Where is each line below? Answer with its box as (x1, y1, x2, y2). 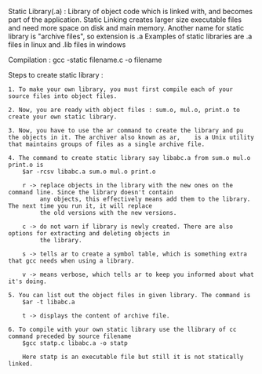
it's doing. (8, 278, 47, 285)
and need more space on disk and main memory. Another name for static (8, 24, 245, 32)
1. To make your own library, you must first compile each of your (8, 85, 234, 93)
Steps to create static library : (8, 71, 104, 79)
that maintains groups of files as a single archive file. (8, 140, 206, 148)
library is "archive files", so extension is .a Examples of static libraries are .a (8, 31, 253, 41)
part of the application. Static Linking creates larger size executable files (8, 15, 242, 24)
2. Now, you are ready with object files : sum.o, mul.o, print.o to (8, 106, 241, 114)
